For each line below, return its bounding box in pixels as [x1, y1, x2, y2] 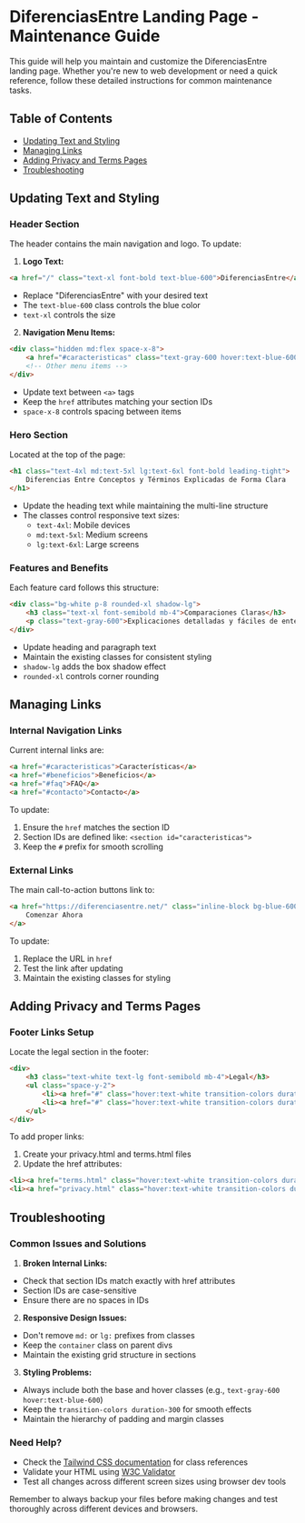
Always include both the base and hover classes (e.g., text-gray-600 [22, 1384, 280, 1395]
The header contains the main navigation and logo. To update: [9, 238, 242, 249]
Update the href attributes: [22, 1158, 123, 1169]
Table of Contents [9, 111, 113, 126]
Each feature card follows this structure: [9, 582, 160, 593]
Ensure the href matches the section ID [22, 821, 171, 833]
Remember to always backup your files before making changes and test [9, 1494, 279, 1505]
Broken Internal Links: [22, 1257, 107, 1268]
